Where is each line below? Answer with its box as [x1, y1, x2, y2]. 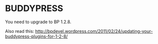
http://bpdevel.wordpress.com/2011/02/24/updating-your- [35, 28, 153, 34]
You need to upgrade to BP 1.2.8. [5, 19, 72, 25]
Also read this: [5, 28, 34, 34]
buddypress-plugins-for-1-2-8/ [5, 33, 68, 39]
